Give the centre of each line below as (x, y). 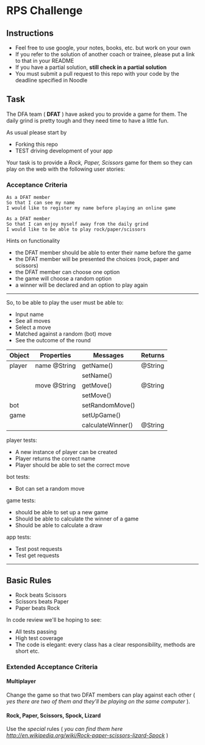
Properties (56, 356)
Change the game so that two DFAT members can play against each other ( (101, 695)
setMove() (96, 395)
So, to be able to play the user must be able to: (65, 303)
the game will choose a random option (63, 279)
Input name (29, 314)
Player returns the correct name (55, 459)
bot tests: (18, 477)
